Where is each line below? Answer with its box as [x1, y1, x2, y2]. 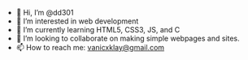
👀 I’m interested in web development [15, 16, 139, 26]
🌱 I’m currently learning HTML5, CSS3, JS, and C [15, 25, 181, 34]
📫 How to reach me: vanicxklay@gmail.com [15, 43, 165, 52]
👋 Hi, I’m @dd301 [15, 8, 74, 17]
